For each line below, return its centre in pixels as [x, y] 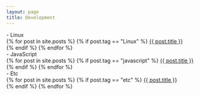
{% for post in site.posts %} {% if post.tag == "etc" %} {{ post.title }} [92, 80]
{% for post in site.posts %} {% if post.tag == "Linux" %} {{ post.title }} [95, 41]
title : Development [31, 18]
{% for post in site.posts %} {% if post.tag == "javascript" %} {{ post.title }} [100, 61]
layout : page [23, 12]
